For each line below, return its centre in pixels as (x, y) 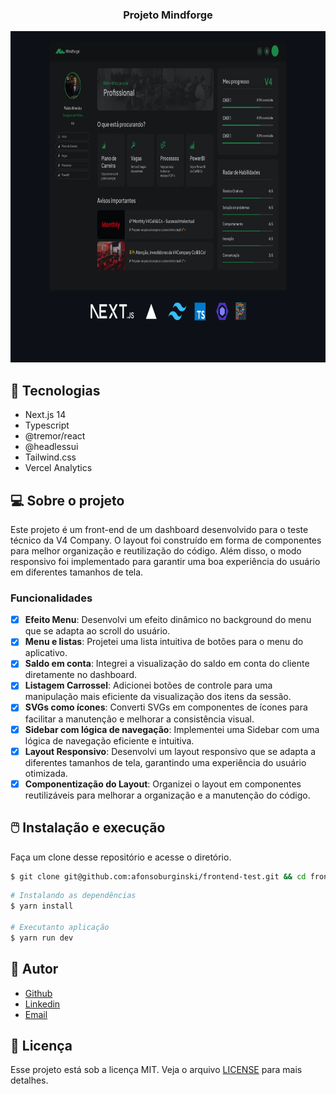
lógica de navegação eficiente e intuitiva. (109, 740)
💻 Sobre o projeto (67, 500)
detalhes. (29, 1080)
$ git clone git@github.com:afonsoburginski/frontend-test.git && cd (158, 876)
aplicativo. (46, 653)
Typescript (47, 425)
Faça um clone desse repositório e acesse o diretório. (121, 857)
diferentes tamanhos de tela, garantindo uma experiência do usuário (165, 762)
